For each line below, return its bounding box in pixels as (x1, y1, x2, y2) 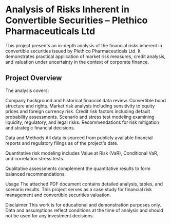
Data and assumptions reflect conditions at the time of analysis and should (5, 207, 163, 213)
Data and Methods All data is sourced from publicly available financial (5, 135, 153, 141)
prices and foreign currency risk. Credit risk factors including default (5, 108, 150, 114)
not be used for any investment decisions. (5, 212, 94, 219)
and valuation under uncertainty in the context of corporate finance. (5, 59, 149, 65)
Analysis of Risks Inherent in (5, 4, 130, 15)
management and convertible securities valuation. (5, 192, 111, 198)
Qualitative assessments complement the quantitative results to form (5, 165, 150, 172)
